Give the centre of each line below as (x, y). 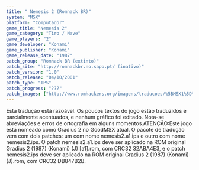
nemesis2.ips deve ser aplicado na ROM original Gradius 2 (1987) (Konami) (97, 155)
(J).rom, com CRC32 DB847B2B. (46, 161)
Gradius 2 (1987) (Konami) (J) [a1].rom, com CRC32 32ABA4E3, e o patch (96, 148)
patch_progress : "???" (34, 89)
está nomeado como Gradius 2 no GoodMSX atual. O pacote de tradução (95, 129)
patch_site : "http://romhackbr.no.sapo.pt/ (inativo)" (75, 66)
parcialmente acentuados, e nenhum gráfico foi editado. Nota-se (85, 117)
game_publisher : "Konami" (38, 50)
